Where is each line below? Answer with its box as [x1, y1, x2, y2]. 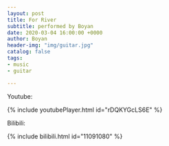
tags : [7, 55, 23, 62]
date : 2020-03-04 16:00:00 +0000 [7, 29, 103, 36]
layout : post [7, 10, 45, 17]
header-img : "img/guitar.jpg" [7, 42, 94, 49]
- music [7, 61, 30, 68]
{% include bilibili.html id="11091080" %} [7, 132, 123, 141]
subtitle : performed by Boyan [7, 23, 94, 29]
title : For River [7, 16, 57, 23]
